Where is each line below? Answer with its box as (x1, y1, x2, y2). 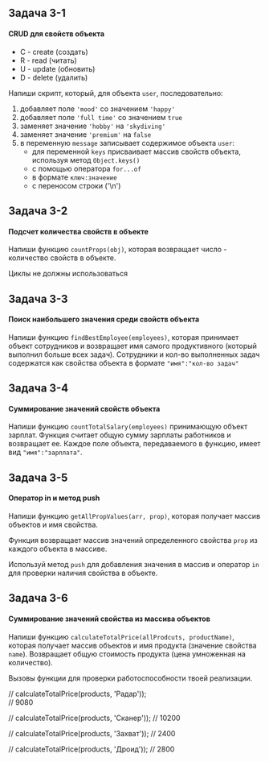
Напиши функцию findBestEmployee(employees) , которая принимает (8, 332, 239, 342)
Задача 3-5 (8, 470, 68, 484)
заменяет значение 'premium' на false (19, 129, 152, 139)
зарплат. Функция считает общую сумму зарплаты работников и (8, 430, 231, 440)
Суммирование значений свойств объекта (8, 404, 161, 413)
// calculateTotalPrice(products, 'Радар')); (8, 689, 147, 698)
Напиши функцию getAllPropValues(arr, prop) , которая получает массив (8, 511, 261, 520)
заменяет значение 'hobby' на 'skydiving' (19, 121, 166, 130)
